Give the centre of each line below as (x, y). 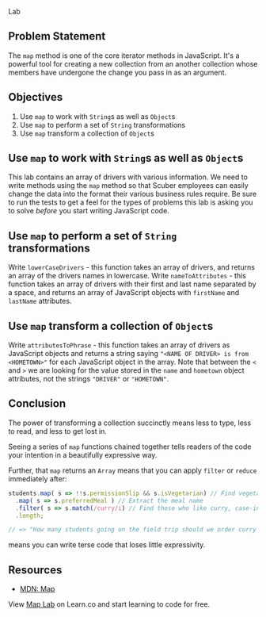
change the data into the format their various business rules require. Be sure (133, 194)
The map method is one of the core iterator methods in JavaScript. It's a (124, 56)
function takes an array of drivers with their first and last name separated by (132, 284)
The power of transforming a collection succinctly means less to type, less (130, 423)
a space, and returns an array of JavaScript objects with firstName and (124, 293)
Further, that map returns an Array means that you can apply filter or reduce (133, 470)
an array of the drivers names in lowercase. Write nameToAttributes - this (127, 276)
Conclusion (37, 404)
